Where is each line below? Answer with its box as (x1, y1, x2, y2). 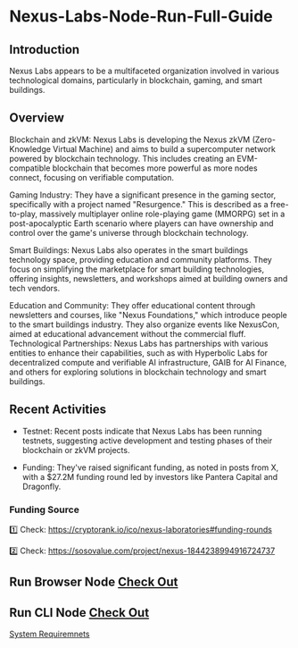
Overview (9, 110, 65, 126)
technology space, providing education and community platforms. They (9, 254, 272, 265)
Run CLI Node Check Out (9, 605, 150, 620)
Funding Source (9, 503, 80, 516)
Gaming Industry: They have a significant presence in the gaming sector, (9, 189, 277, 200)
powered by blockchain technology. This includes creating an (9, 153, 236, 164)
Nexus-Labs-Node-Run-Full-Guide (9, 6, 274, 27)
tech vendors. (9, 282, 61, 293)
